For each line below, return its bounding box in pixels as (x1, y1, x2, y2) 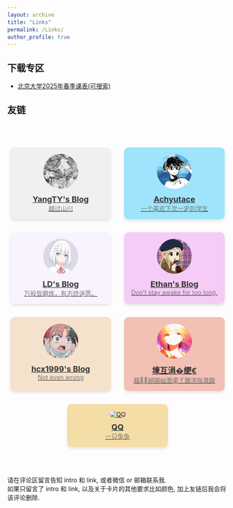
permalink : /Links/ (7, 26, 64, 33)
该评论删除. (7, 493, 41, 502)
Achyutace (153, 194, 196, 204)
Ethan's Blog (150, 278, 199, 289)
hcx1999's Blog (31, 364, 91, 374)
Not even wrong (37, 373, 84, 381)
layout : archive (7, 11, 55, 18)
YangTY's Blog (32, 194, 90, 204)
